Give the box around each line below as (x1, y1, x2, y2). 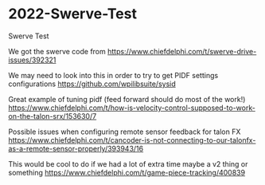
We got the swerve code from (8, 46, 106, 56)
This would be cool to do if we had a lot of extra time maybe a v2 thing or (8, 159, 248, 168)
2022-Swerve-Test (8, 5, 138, 23)
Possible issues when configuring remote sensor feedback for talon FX (8, 127, 241, 136)
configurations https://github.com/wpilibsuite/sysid (8, 79, 177, 89)
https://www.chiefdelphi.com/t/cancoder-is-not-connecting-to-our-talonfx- (8, 135, 256, 144)
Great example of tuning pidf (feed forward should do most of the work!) (8, 94, 246, 104)
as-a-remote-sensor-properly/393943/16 (8, 144, 144, 153)
